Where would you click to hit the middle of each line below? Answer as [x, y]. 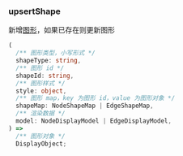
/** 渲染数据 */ [41, 114]
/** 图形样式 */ [41, 83]
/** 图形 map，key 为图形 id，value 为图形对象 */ [96, 98]
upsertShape [34, 11]
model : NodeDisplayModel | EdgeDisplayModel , [94, 121]
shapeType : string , [49, 61]
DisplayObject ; [41, 144]
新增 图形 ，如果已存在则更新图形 [62, 30]
